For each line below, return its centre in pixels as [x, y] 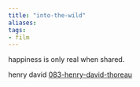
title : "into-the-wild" [47, 15]
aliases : [22, 23]
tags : [17, 30]
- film [19, 37]
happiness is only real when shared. [66, 60]
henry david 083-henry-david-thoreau [70, 74]
